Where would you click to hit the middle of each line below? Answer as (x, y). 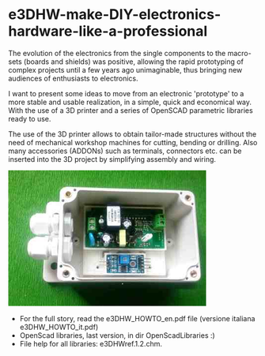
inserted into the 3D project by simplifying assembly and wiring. (112, 159)
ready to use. (30, 118)
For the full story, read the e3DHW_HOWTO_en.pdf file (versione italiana (137, 318)
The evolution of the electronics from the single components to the (117, 53)
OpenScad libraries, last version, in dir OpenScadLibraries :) (117, 335)
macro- (239, 53)
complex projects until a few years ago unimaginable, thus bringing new (125, 69)
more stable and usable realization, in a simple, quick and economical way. (130, 102)
